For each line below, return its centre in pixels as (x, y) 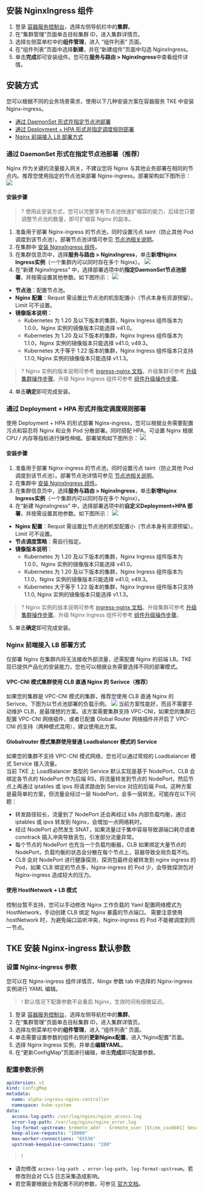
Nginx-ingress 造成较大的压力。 (55, 875)
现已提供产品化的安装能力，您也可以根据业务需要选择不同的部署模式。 (94, 666)
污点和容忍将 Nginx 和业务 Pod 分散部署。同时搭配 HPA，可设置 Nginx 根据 (100, 431)
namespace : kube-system (41, 1105)
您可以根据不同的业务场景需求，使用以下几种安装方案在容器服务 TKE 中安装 (100, 101)
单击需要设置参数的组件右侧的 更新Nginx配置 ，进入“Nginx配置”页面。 (101, 1037)
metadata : (19, 1094)
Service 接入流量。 (37, 764)
